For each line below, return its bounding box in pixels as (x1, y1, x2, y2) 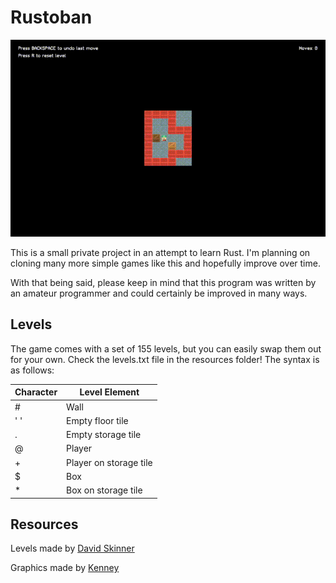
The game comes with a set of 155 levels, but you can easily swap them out (10, 342, 322, 355)
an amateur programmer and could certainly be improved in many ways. (10, 287, 308, 299)
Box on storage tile (66, 484, 143, 496)
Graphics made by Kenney (10, 562, 120, 574)
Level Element (79, 386, 140, 398)
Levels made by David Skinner (10, 542, 135, 555)
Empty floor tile (66, 414, 129, 426)
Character (14, 386, 58, 398)
